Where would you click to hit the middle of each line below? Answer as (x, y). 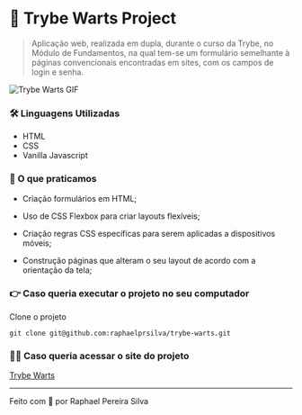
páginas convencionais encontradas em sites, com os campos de (152, 62)
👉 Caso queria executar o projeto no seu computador (129, 293)
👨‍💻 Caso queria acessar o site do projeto (99, 356)
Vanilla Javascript (55, 156)
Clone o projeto (38, 316)
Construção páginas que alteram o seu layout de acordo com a (139, 260)
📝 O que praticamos (53, 179)
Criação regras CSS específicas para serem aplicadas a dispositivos (149, 233)
